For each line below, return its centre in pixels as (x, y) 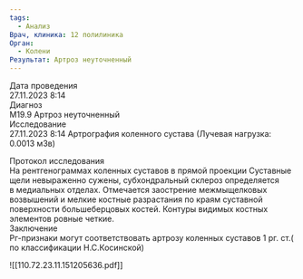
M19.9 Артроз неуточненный (65, 115)
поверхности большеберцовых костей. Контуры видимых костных (139, 209)
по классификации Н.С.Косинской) (77, 247)
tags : (20, 18)
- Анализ (34, 26)
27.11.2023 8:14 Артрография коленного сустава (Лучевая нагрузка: (141, 134)
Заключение (34, 228)
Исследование (38, 124)
